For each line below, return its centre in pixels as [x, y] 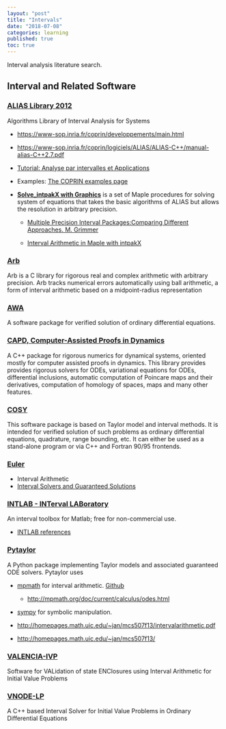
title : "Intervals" [35, 20]
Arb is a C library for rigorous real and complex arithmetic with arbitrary [108, 275]
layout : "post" [29, 13]
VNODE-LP [26, 696]
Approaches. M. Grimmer [63, 230]
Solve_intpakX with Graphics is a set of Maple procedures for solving [116, 194]
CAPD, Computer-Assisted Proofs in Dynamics [86, 341]
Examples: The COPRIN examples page [72, 181]
